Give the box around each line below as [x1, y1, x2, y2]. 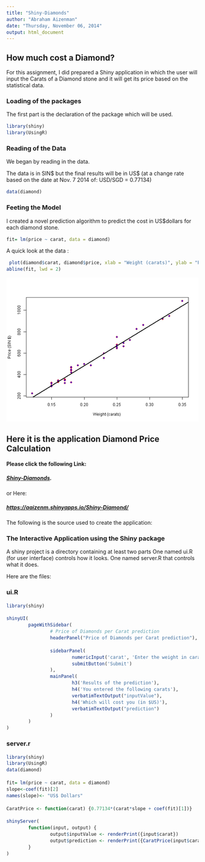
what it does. [6, 561, 39, 569]
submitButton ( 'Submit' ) [71, 661, 132, 667]
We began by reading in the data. [6, 158, 90, 165]
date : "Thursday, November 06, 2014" [6, 23, 103, 29]
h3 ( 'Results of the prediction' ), [71, 680, 160, 686]
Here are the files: [6, 573, 52, 580]
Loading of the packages [6, 96, 82, 105]
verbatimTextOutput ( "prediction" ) [71, 705, 160, 712]
